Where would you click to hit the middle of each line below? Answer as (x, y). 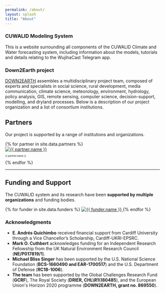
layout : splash (21, 14)
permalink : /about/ (25, 10)
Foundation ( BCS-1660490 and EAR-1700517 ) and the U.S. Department (85, 264)
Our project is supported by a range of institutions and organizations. (75, 134)
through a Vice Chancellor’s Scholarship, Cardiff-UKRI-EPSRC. (75, 238)
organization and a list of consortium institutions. (55, 107)
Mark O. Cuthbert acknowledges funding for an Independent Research (84, 243)
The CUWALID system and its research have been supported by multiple (79, 194)
